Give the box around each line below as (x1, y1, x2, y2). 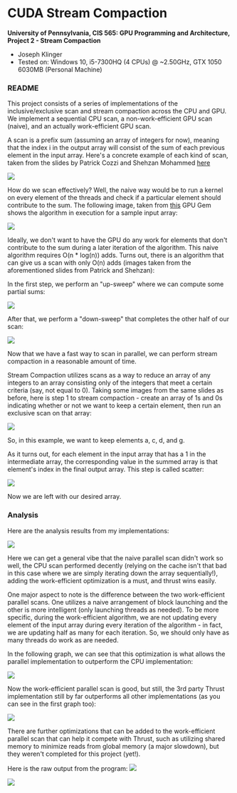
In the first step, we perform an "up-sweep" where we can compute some (7, 280, 224, 288)
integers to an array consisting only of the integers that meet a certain (7, 378, 213, 387)
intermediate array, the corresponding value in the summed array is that (7, 458, 218, 466)
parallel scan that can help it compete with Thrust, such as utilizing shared (7, 734, 226, 743)
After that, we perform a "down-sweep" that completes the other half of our (7, 315, 230, 323)
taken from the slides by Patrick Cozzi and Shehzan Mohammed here (7, 158, 211, 167)
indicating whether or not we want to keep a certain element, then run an (7, 401, 221, 410)
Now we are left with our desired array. (7, 493, 122, 501)
